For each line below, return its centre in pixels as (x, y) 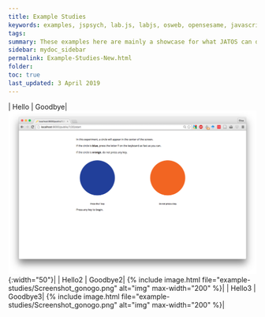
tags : (17, 33)
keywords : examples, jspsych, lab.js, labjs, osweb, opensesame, (118, 25)
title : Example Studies (47, 17)
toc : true (24, 75)
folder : (21, 67)
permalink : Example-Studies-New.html (70, 58)
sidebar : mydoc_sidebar (47, 50)
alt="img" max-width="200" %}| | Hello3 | (187, 288)
